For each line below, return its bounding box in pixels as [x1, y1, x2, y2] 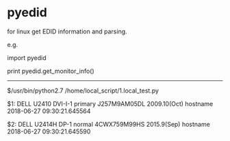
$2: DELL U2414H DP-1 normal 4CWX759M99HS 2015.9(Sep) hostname [7, 120, 210, 128]
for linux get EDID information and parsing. [7, 27, 128, 35]
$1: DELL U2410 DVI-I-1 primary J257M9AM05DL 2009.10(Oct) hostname [7, 99, 214, 108]
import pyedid [7, 53, 47, 62]
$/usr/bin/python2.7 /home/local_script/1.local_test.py [7, 87, 159, 95]
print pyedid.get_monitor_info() [7, 67, 94, 75]
